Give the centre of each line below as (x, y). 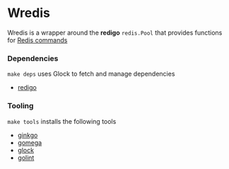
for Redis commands (37, 40)
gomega (30, 142)
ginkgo (28, 135)
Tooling (20, 106)
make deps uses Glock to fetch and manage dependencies (91, 74)
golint (26, 158)
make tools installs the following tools (62, 121)
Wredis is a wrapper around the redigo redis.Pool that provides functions (115, 33)
